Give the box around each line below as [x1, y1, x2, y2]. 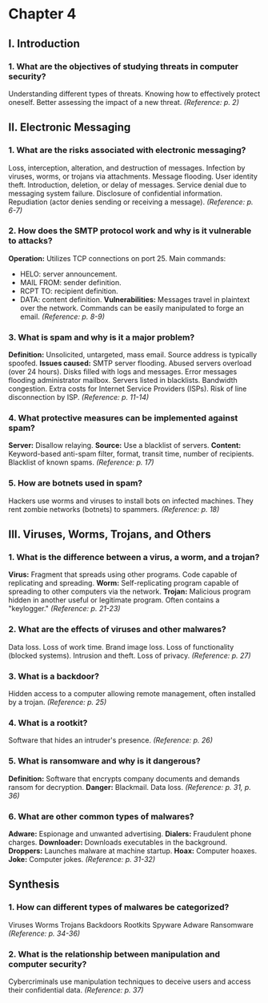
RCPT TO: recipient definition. [19, 286, 118, 296]
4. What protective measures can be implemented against [8, 413, 238, 424]
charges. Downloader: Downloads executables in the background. [8, 837, 228, 847]
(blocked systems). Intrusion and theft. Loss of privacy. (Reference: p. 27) [8, 651, 251, 660]
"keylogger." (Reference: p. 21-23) [8, 604, 121, 614]
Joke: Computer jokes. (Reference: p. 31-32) [8, 854, 156, 864]
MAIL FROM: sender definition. [19, 277, 122, 287]
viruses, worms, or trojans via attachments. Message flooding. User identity [8, 171, 258, 181]
